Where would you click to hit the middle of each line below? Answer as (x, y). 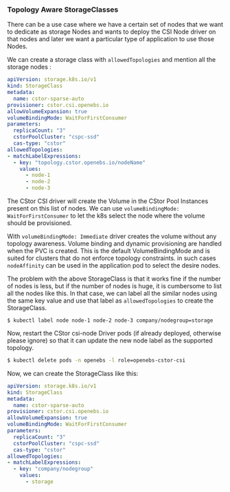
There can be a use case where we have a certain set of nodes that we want (115, 25)
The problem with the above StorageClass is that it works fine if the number (114, 279)
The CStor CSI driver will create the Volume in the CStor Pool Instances (108, 201)
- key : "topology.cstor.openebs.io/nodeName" (80, 163)
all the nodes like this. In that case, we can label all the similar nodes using (112, 294)
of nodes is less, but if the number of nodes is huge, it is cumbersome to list (114, 286)
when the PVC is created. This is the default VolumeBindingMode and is (109, 251)
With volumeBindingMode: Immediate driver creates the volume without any (112, 236)
